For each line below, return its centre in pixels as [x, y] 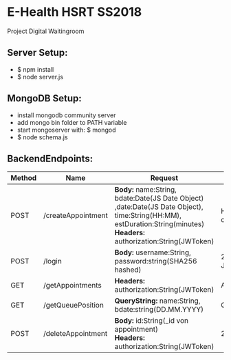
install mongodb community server [66, 115]
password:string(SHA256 [156, 261]
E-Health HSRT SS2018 [75, 12]
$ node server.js [40, 77]
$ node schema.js [42, 137]
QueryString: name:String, [157, 301]
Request [164, 178]
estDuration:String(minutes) [159, 224]
